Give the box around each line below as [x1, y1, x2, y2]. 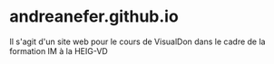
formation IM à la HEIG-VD [9, 45, 109, 56]
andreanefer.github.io [9, 6, 179, 27]
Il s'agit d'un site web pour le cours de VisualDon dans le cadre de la [9, 36, 266, 47]
